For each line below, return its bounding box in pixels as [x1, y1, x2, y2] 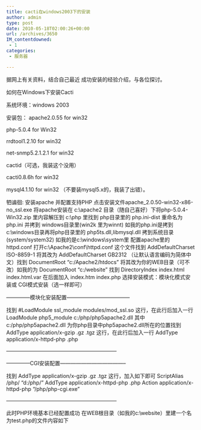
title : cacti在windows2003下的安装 [6, 8, 91, 15]
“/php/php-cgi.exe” [32, 385, 80, 392]
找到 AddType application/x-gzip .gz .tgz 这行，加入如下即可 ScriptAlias [6, 372, 184, 379]
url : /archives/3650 [6, 31, 58, 37]
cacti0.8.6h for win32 [6, 173, 59, 180]
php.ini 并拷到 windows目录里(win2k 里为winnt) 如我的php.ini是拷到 [6, 221, 173, 228]
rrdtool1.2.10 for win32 [6, 137, 62, 144]
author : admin [6, 14, 42, 20]
